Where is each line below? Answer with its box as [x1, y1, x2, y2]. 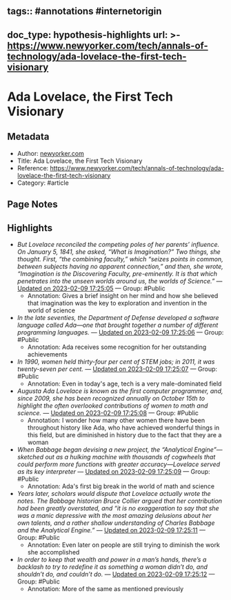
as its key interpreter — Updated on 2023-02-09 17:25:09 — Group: [17, 467, 210, 475]
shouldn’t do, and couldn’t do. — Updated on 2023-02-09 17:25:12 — [17, 570, 215, 578]
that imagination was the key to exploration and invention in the [27, 299, 208, 307]
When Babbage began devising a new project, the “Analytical [17, 445, 193, 454]
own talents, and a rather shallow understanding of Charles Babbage [17, 519, 215, 527]
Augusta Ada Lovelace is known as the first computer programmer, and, [17, 386, 223, 395]
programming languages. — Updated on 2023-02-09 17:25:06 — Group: [17, 328, 224, 337]
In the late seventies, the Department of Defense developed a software [17, 313, 219, 321]
